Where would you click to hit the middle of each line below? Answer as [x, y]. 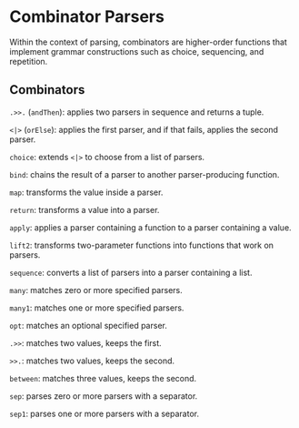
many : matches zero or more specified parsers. [96, 290]
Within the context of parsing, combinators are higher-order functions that [149, 42]
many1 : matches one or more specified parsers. [97, 308]
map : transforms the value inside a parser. [86, 192]
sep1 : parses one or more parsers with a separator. [105, 413]
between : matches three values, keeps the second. [103, 378]
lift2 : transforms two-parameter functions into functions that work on [142, 245]
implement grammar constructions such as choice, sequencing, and [137, 51]
